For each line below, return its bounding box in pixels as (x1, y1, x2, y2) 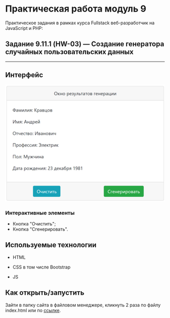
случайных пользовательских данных (5, 48, 134, 56)
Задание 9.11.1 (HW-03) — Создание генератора (5, 40, 164, 49)
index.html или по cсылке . (5, 307, 61, 313)
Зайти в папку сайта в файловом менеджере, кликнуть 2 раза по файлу (5, 302, 161, 308)
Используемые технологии (5, 241, 97, 249)
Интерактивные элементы (5, 209, 75, 216)
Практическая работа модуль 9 (5, 3, 147, 15)
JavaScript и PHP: (5, 25, 43, 31)
